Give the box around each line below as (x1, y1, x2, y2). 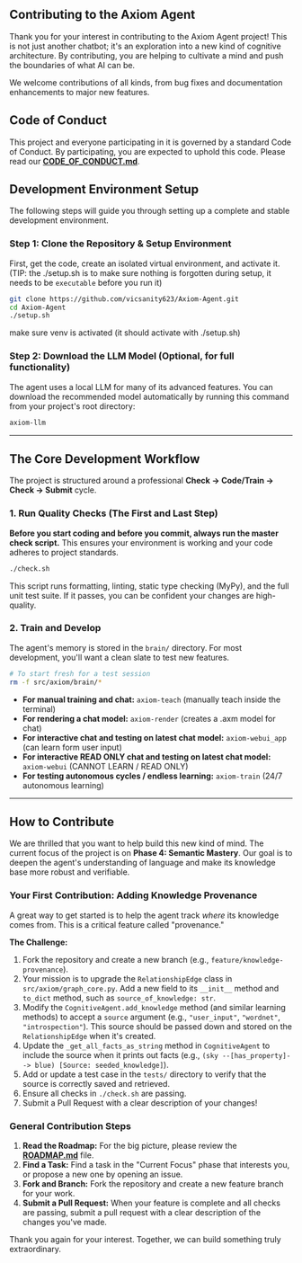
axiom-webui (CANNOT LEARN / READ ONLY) (22, 760, 189, 771)
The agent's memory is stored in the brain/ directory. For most (9, 642, 243, 653)
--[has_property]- (221, 1051, 291, 1060)
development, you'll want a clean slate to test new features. (9, 652, 230, 663)
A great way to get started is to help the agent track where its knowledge (9, 910, 280, 921)
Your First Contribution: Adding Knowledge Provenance (9, 889, 258, 902)
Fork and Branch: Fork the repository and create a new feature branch (22, 1178, 284, 1189)
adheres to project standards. (9, 547, 119, 557)
